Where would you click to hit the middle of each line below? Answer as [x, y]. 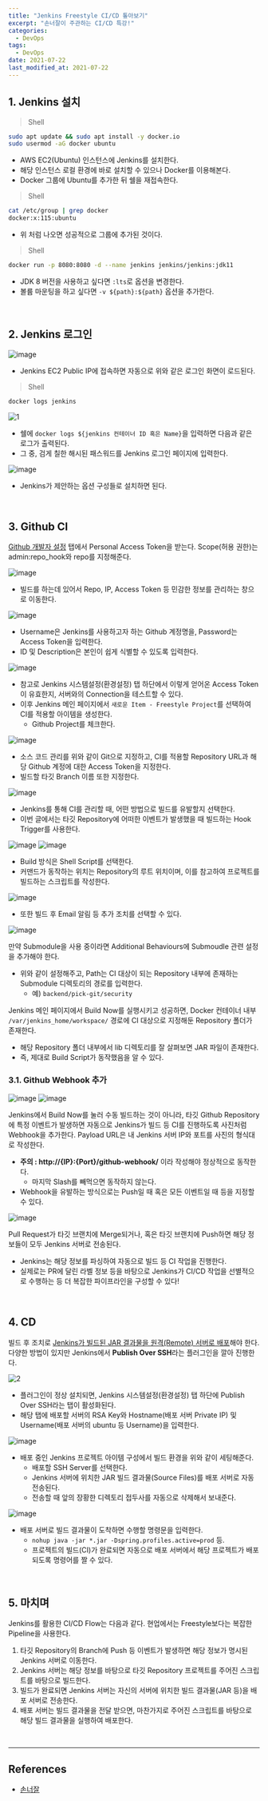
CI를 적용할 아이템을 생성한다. [66, 714]
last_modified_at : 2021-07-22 [59, 68]
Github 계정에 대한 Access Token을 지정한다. [100, 767]
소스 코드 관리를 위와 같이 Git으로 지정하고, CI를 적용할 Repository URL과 [134, 757]
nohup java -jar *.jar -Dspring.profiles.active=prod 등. [128, 1540]
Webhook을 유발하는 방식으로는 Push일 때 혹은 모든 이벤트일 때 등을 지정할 [137, 1191]
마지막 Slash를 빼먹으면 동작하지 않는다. [94, 1181]
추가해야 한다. [38, 957]
